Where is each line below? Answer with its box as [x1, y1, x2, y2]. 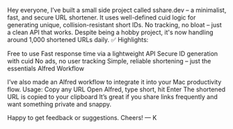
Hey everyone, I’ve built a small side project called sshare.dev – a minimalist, [7, 6, 227, 14]
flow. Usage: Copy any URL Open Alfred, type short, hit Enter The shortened [7, 85, 226, 93]
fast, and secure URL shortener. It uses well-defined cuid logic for [7, 13, 196, 22]
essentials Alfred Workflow [7, 64, 85, 73]
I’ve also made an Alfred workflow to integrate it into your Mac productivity [7, 78, 222, 86]
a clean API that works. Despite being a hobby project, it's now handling [7, 28, 214, 36]
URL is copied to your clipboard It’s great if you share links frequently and [7, 93, 218, 100]
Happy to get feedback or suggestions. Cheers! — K [7, 114, 157, 121]
